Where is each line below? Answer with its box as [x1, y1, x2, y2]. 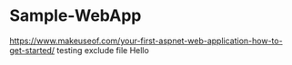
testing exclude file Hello [56, 44, 150, 55]
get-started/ [9, 44, 55, 55]
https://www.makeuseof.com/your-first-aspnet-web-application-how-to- [9, 35, 284, 46]
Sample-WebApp [9, 5, 142, 26]
